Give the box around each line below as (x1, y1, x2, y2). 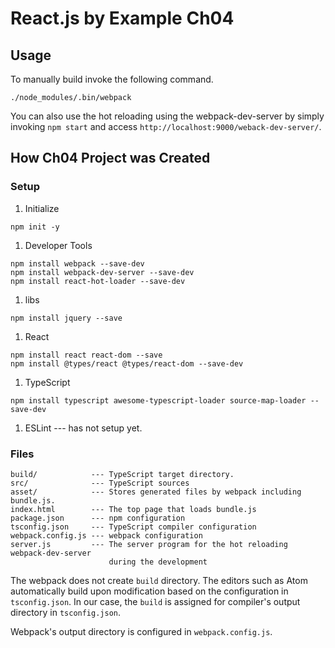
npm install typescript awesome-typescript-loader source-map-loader (10, 395, 307, 406)
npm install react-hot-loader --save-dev (10, 276, 186, 286)
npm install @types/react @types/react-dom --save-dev (10, 358, 244, 369)
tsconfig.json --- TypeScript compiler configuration (10, 522, 257, 532)
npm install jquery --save (10, 313, 123, 323)
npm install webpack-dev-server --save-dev (10, 267, 195, 277)
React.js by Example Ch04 (10, 7, 235, 30)
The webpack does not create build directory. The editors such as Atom (10, 574, 308, 586)
